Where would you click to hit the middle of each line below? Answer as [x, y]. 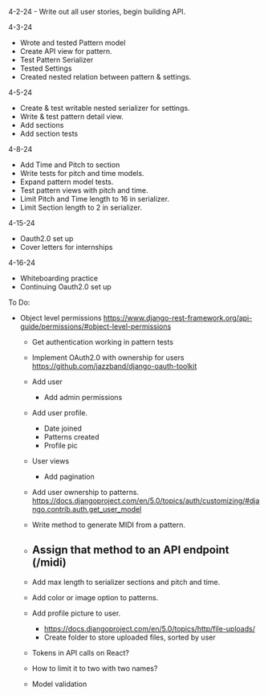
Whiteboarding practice [59, 278]
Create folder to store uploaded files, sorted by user [130, 637]
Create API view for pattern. [66, 51]
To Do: [19, 302]
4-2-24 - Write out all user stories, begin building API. [97, 12]
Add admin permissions [83, 397]
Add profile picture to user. [76, 613]
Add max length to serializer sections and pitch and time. [126, 582]
